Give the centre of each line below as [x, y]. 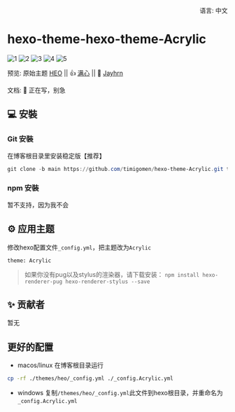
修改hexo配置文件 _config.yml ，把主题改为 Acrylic [79, 247]
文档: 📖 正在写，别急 [37, 90]
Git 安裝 [20, 139]
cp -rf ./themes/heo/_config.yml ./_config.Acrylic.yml [90, 379]
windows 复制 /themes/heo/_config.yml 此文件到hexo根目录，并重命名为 [120, 393]
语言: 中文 [214, 11]
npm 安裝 [23, 188]
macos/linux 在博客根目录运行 [60, 365]
